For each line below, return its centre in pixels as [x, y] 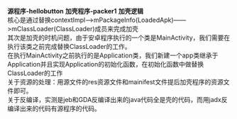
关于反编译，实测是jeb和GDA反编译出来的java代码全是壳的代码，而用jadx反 [118, 100]
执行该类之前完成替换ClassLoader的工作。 [69, 46]
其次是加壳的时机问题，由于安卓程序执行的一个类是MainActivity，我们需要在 [119, 38]
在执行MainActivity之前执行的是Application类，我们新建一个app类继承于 [113, 55]
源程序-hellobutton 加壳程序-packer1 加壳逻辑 [76, 11]
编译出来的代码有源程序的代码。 [54, 108]
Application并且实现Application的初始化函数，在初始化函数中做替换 [106, 64]
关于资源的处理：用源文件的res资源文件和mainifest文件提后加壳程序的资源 [115, 82]
